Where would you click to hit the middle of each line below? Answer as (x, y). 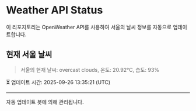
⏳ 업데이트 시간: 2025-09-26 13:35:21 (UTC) (58, 82)
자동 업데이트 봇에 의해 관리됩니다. (45, 102)
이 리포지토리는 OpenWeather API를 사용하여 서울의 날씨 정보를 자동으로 (89, 27)
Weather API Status (55, 10)
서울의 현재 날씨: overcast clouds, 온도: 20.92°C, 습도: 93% (90, 70)
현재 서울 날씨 (29, 55)
